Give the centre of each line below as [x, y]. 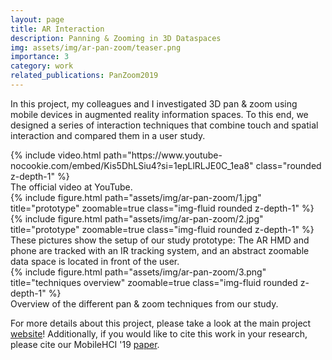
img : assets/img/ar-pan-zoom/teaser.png [96, 47]
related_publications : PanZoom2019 [84, 76]
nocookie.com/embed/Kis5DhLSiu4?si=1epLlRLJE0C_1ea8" [132, 165]
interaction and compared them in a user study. [108, 135]
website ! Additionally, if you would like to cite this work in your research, [159, 333]
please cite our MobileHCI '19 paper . [85, 344]
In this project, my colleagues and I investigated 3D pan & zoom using [154, 103]
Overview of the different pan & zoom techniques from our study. [144, 303]
